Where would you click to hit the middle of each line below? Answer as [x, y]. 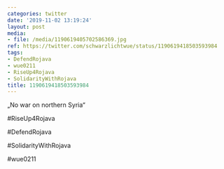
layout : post [26, 27]
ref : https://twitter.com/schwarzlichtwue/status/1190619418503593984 [112, 46]
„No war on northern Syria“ [46, 105]
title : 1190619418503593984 [48, 85]
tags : [15, 53]
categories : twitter [37, 14]
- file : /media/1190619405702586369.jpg [67, 40]
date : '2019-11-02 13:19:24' [50, 20]
